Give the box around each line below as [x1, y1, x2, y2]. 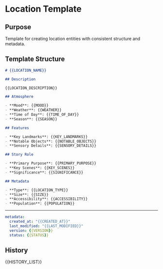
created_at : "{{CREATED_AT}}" [9, 219, 70, 224]
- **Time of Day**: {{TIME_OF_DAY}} [5, 112, 79, 117]
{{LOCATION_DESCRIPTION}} [5, 85, 57, 91]
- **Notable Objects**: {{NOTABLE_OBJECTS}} [5, 139, 97, 144]
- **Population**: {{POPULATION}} [5, 201, 75, 206]
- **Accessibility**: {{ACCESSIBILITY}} [5, 196, 88, 202]
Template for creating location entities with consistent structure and [5, 36, 141, 41]
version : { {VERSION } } [9, 228, 53, 233]
